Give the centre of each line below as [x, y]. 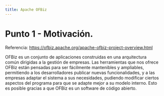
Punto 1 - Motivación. [49, 34]
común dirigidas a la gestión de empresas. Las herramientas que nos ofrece [82, 62]
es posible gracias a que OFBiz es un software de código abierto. [71, 88]
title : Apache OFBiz [26, 10]
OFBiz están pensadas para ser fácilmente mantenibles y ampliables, [75, 67]
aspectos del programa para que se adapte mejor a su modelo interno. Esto [81, 83]
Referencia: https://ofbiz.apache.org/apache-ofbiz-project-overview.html [79, 48]
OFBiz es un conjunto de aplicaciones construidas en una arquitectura [76, 57]
